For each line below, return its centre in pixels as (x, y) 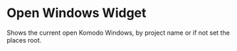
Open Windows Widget (77, 13)
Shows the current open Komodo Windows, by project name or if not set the (118, 33)
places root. (24, 40)
